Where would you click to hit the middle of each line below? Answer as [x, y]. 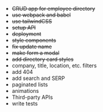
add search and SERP [38, 78]
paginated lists [30, 85]
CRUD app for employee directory [53, 9]
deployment [26, 34]
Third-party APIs [32, 97]
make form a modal [35, 53]
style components [34, 40]
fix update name [32, 46]
